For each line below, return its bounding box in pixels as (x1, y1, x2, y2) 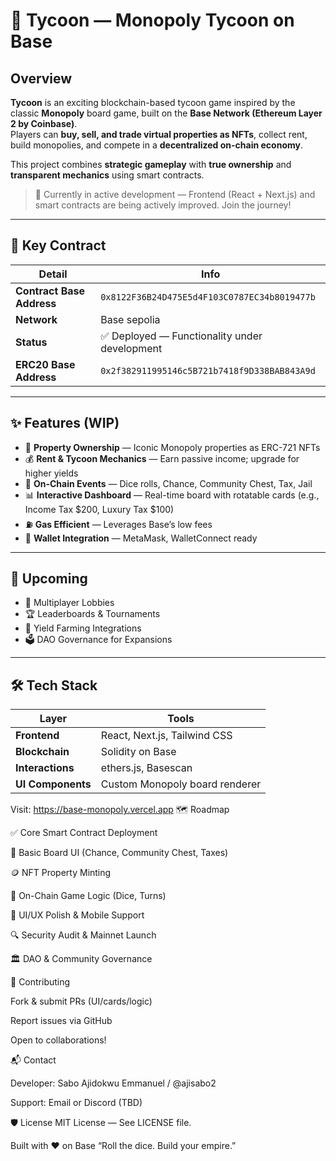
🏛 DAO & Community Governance (10, 953, 153, 965)
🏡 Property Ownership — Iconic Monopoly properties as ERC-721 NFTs (24, 441, 321, 453)
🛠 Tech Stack (10, 677, 98, 694)
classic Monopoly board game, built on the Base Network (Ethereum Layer (10, 107, 323, 119)
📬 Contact (10, 1054, 57, 1066)
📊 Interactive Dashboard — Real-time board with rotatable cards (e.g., (24, 489, 320, 501)
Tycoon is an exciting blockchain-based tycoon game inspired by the (10, 97, 296, 108)
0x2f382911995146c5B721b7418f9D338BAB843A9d (100, 365, 316, 376)
